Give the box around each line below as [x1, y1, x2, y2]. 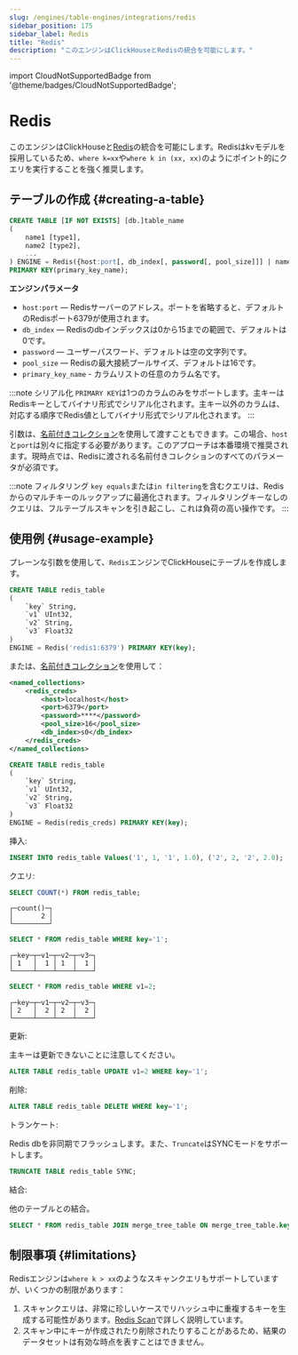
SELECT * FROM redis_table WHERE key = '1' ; [9, 935, 169, 945]
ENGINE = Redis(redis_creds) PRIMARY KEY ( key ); [9, 818, 189, 827]
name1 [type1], [25, 233, 82, 242]
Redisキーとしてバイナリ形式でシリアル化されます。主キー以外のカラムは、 [9, 399, 285, 409]
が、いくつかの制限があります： [9, 1284, 126, 1295]
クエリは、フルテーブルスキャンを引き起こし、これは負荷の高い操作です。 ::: [9, 503, 289, 514]
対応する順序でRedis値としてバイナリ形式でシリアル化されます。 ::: [9, 410, 255, 420]
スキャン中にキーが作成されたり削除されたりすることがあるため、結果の [21, 1325, 286, 1335]
